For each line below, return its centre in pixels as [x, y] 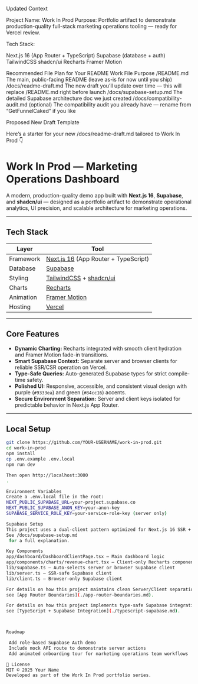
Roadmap [16, 632]
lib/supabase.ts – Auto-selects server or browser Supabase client [91, 568]
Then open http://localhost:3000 [47, 475]
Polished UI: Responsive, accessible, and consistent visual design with [101, 386]
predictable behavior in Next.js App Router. [67, 405]
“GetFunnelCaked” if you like [41, 111]
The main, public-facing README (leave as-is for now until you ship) [89, 80]
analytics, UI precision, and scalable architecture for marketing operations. [97, 208]
